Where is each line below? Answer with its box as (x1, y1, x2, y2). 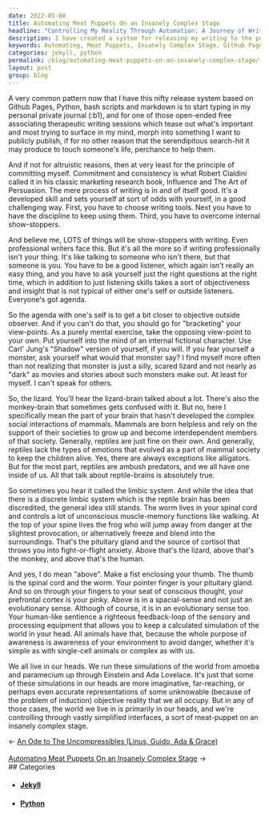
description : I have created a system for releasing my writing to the (8, 34, 252, 42)
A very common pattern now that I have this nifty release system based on (8, 93, 254, 103)
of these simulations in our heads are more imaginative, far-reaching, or (8, 678, 245, 688)
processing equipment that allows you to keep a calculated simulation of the (8, 620, 259, 629)
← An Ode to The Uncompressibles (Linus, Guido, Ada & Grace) (8, 736, 219, 746)
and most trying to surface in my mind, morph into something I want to (8, 127, 241, 137)
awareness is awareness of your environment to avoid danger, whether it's (8, 637, 255, 647)
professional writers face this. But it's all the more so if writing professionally (8, 243, 261, 253)
